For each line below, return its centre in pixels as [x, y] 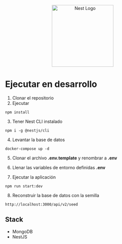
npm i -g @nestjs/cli [27, 130]
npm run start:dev [24, 186]
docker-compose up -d [27, 148]
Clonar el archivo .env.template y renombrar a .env [64, 158]
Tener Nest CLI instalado [37, 121]
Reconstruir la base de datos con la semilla [56, 195]
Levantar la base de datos [38, 140]
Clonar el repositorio [33, 98]
